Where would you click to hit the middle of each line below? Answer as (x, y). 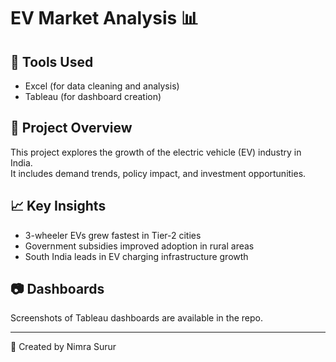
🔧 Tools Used (52, 61)
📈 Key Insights (58, 206)
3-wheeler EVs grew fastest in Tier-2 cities (113, 235)
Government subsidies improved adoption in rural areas (139, 246)
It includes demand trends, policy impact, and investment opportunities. (158, 173)
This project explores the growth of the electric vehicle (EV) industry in (156, 152)
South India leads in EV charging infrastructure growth (136, 256)
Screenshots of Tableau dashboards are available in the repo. (136, 318)
